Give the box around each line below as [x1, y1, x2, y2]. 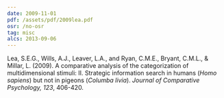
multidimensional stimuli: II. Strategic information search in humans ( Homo [7, 69, 217, 77]
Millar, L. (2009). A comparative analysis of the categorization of [7, 62, 189, 70]
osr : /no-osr [7, 23, 45, 29]
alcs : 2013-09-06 [7, 36, 57, 42]
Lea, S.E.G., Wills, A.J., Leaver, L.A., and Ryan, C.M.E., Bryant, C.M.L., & [7, 54, 209, 62]
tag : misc [7, 29, 36, 36]
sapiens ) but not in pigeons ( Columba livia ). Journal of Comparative [7, 76, 200, 84]
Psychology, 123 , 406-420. [7, 84, 84, 92]
